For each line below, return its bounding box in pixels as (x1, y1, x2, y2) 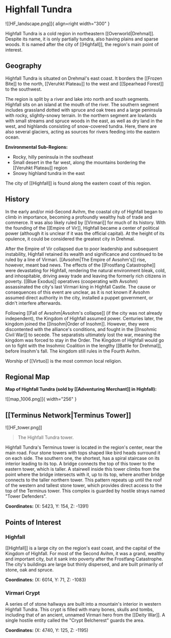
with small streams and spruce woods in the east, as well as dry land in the (5, 118, 163, 124)
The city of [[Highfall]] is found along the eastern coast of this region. (5, 180, 152, 186)
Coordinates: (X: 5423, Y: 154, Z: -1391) (5, 503, 89, 510)
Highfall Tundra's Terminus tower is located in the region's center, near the (5, 444, 162, 451)
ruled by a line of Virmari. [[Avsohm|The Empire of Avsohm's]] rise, (5, 256, 146, 262)
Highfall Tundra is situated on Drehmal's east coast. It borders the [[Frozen (5, 75, 162, 81)
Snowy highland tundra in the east (12, 170, 85, 176)
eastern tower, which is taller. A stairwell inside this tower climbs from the (5, 466, 160, 472)
